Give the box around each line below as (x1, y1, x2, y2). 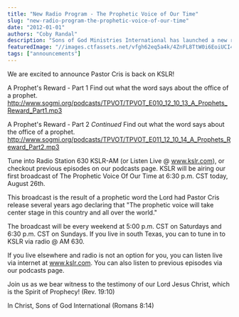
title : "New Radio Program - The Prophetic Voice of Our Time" (7, 10, 199, 18)
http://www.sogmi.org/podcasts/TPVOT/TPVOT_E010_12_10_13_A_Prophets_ (7, 98, 228, 107)
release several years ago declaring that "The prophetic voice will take (7, 200, 214, 209)
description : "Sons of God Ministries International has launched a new (7, 37, 228, 44)
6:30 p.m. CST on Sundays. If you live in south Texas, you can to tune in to (7, 229, 226, 238)
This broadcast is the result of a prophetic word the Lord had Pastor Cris (7, 193, 220, 202)
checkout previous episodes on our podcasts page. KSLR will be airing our (7, 164, 226, 172)
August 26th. (7, 179, 46, 187)
